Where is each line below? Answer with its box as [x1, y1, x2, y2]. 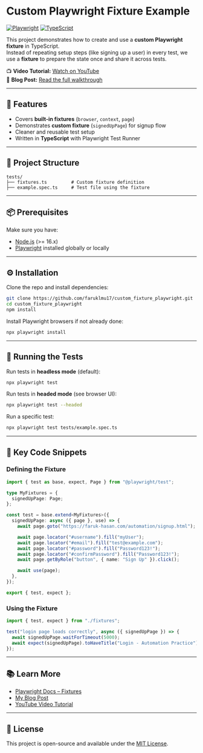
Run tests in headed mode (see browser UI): [6, 390, 117, 397]
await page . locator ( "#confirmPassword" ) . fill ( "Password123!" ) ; [17, 551, 180, 557]
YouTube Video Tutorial [14, 700, 74, 708]
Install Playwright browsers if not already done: [6, 318, 124, 325]
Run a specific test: [6, 413, 54, 420]
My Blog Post [14, 694, 49, 702]
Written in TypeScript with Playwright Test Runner [14, 134, 141, 142]
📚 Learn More [6, 668, 61, 679]
